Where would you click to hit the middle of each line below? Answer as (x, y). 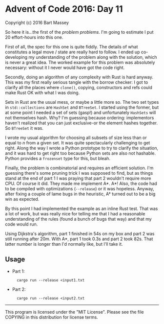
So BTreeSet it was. (24, 128)
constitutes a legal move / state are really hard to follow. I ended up (72, 52)
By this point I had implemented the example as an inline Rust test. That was (82, 208)
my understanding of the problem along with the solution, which (93, 57)
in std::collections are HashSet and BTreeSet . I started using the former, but (82, 107)
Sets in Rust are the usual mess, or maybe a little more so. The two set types (82, 102)
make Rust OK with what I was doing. (42, 93)
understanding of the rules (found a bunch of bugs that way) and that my (79, 219)
